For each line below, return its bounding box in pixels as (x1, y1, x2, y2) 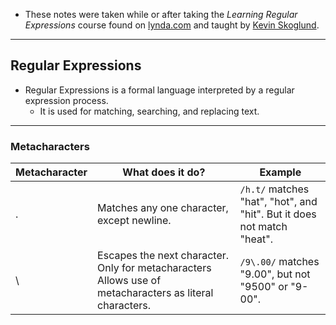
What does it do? (122, 165, 206, 179)
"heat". (239, 232, 273, 246)
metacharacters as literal (97, 286, 214, 300)
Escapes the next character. (97, 249, 230, 263)
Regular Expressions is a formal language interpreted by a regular (24, 84, 295, 96)
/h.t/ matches (239, 182, 310, 196)
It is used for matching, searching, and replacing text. (39, 105, 260, 117)
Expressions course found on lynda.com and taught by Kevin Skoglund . (24, 19, 320, 31)
